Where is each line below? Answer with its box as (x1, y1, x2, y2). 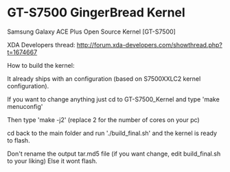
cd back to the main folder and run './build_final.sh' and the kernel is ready (7, 129, 218, 137)
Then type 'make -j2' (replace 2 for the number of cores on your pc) (7, 115, 200, 124)
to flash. (7, 136, 30, 145)
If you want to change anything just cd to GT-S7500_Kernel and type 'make (7, 95, 220, 103)
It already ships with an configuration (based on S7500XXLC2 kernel (7, 74, 201, 83)
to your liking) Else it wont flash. (7, 156, 97, 165)
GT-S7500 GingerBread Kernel (7, 5, 185, 21)
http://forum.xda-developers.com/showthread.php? (76, 40, 223, 49)
